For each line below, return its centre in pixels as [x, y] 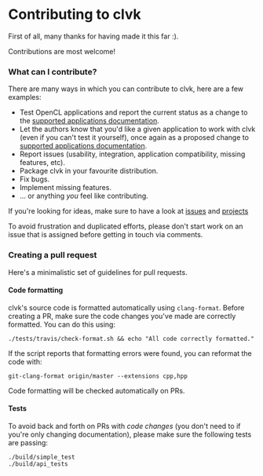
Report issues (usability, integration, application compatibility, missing [132, 154]
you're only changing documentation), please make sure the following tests [130, 434]
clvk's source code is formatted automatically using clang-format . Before [126, 307]
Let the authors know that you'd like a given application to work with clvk [137, 129]
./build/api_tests [38, 464]
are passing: [28, 442]
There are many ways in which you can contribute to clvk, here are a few [126, 89]
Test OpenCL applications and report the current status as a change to [133, 112]
